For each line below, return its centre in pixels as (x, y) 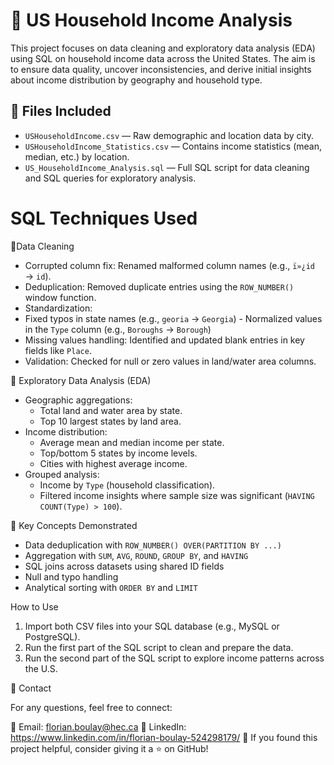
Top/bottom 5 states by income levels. (118, 453)
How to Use (34, 606)
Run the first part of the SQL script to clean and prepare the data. (159, 647)
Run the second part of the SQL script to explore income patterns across (174, 658)
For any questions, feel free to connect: (91, 707)
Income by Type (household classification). (127, 485)
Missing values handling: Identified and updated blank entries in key (164, 340)
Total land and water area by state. (111, 410)
